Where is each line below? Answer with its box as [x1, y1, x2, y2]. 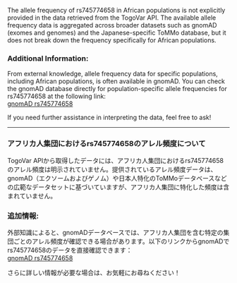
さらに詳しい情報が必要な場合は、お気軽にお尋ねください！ [7, 268, 181, 277]
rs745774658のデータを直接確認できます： [7, 246, 133, 254]
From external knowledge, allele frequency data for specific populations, [7, 70, 219, 78]
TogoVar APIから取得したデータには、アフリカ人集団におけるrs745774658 [7, 156, 224, 164]
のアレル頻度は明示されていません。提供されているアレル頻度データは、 [7, 165, 217, 174]
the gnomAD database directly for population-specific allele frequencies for [7, 85, 227, 93]
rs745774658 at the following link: [7, 92, 106, 101]
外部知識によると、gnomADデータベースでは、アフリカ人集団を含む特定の [7, 228, 224, 236]
